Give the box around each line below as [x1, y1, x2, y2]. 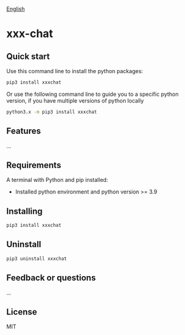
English [6, 6, 25, 12]
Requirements [6, 160, 61, 170]
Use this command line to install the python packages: [6, 68, 143, 74]
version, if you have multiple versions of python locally [6, 97, 144, 104]
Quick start [6, 51, 50, 61]
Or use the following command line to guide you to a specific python [6, 90, 179, 98]
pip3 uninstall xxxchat [6, 255, 67, 262]
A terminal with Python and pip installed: [6, 176, 108, 184]
